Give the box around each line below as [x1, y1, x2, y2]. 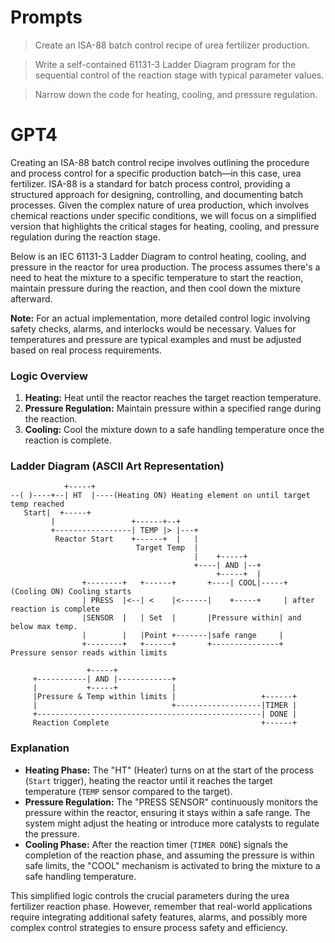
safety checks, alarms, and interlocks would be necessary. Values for [10, 322, 297, 335]
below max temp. [10, 622, 78, 632]
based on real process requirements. [10, 344, 162, 356]
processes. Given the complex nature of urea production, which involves [10, 199, 310, 211]
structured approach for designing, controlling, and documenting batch [10, 188, 304, 200]
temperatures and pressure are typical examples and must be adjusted [10, 333, 302, 345]
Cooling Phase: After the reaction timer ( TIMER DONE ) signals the [24, 838, 288, 850]
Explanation [10, 741, 70, 755]
